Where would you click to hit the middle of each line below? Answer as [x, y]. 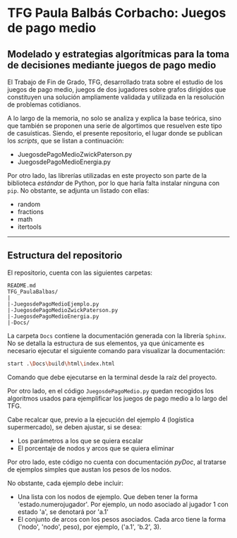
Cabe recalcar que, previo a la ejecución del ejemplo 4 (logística [101, 419]
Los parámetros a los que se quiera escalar [80, 441]
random [29, 204]
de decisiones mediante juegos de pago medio [112, 65]
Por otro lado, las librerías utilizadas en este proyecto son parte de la [107, 175]
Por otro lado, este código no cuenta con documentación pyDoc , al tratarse [117, 462]
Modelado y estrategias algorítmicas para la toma [119, 54]
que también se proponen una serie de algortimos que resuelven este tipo [115, 126]
